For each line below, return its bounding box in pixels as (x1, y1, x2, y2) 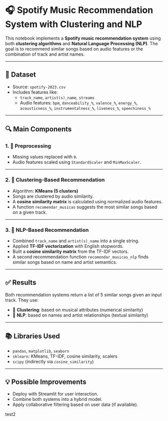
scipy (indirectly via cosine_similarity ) (12, 358, 94, 364)
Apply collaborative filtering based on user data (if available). (12, 401, 138, 407)
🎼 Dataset (5, 70, 36, 79)
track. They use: (5, 297, 39, 303)
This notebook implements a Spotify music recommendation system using (5, 35, 161, 41)
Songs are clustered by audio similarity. (12, 193, 94, 199)
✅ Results (5, 278, 36, 287)
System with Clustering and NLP (5, 19, 142, 30)
